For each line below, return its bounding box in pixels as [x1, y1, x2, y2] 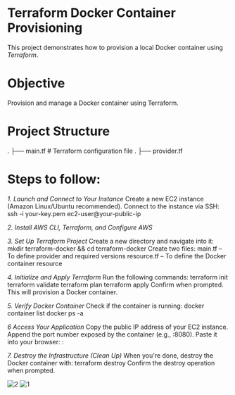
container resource [7, 259, 63, 268]
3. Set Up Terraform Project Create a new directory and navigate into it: [7, 237, 215, 245]
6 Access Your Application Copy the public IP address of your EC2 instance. [7, 322, 229, 331]
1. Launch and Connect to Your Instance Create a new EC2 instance [7, 194, 204, 203]
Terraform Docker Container [7, 5, 176, 21]
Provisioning [7, 20, 83, 36]
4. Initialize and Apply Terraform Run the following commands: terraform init [7, 272, 229, 281]
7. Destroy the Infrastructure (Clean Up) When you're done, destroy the [7, 351, 214, 360]
